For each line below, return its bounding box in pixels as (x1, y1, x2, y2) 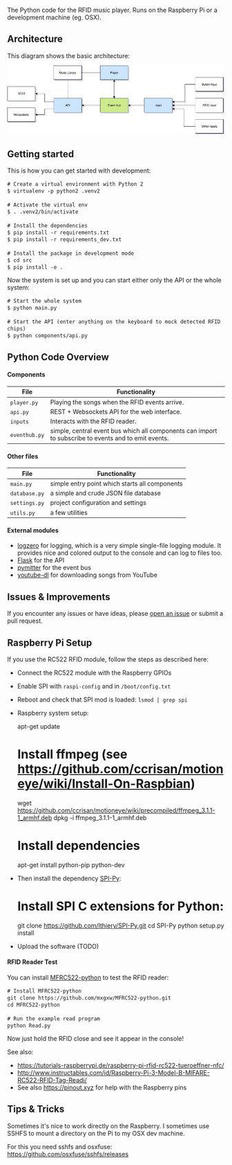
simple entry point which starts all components (50, 479, 183, 488)
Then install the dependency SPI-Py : (17, 874, 122, 882)
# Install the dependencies (7, 222, 88, 229)
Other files (7, 452, 39, 460)
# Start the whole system (7, 298, 81, 305)
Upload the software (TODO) (17, 942, 99, 950)
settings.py (10, 500, 45, 507)
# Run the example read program (7, 1015, 100, 1022)
